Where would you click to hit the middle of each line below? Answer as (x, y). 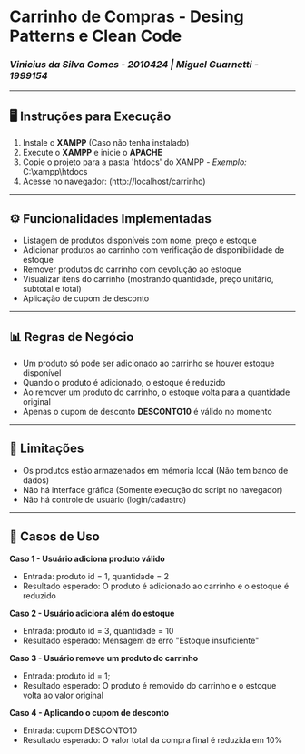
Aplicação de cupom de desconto (86, 298)
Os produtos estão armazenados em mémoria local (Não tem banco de (155, 470)
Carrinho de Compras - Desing (127, 17)
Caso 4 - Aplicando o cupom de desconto (89, 712)
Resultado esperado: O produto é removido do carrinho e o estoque (149, 685)
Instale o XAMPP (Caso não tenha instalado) (106, 143)
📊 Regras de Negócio (72, 337)
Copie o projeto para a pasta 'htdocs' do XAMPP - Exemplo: (134, 162)
